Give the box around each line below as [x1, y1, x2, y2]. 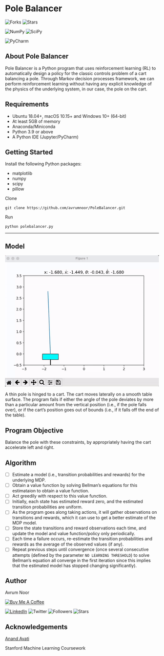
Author [5, 576, 27, 585]
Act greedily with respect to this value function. [12, 493, 107, 499]
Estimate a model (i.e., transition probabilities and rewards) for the [12, 472, 145, 478]
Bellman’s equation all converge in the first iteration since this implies [12, 557, 151, 563]
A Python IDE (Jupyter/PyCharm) [12, 134, 79, 140]
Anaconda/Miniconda [12, 123, 56, 130]
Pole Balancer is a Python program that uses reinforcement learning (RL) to [5, 65, 156, 71]
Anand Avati [5, 636, 29, 642]
